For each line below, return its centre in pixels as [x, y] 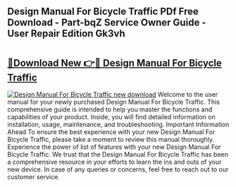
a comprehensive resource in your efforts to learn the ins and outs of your [114, 162]
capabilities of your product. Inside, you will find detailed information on [112, 117]
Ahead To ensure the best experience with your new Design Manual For [111, 132]
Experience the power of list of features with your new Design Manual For [114, 147]
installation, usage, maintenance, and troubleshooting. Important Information [118, 124]
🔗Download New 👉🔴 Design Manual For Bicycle [114, 63]
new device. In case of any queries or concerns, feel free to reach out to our [118, 169]
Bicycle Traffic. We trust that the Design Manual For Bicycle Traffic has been [118, 154]
